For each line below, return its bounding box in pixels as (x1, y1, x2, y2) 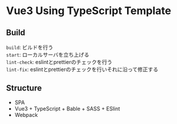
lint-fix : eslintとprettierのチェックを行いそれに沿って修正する (6, 66, 159, 73)
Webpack (14, 111, 38, 118)
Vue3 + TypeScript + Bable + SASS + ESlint (14, 105, 121, 112)
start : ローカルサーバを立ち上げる (6, 51, 89, 58)
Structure (6, 83, 42, 93)
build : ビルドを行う (6, 44, 54, 51)
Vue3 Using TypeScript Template (6, 4, 172, 18)
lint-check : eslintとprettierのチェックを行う (6, 59, 113, 65)
